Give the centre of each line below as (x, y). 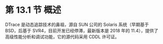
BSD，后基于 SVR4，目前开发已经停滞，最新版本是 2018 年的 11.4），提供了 (82, 30)
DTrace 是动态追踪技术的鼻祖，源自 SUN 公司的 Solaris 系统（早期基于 (77, 24)
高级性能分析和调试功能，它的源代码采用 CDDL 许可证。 (62, 37)
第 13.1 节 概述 (33, 10)
